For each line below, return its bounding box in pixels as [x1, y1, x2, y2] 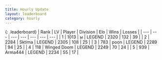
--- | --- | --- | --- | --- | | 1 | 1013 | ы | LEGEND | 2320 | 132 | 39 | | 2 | [10, 34, 149, 40]
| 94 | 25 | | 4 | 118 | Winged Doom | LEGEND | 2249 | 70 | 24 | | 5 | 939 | [5, 44, 149, 50]
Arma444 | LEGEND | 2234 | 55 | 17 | [5, 49, 79, 55]
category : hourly [5, 16, 40, 21]
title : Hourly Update [5, 7, 49, 12]
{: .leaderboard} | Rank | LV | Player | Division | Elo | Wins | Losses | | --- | [5, 29, 152, 35]
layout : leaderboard [5, 12, 47, 16]
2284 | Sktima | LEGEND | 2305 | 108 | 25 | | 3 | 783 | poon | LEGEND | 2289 [5, 39, 158, 45]
